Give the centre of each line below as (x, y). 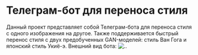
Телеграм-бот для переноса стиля (97, 10)
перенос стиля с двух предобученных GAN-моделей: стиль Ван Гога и (96, 39)
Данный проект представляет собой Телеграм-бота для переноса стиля (99, 27)
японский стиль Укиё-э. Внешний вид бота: (61, 46)
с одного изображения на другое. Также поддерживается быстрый (92, 33)
